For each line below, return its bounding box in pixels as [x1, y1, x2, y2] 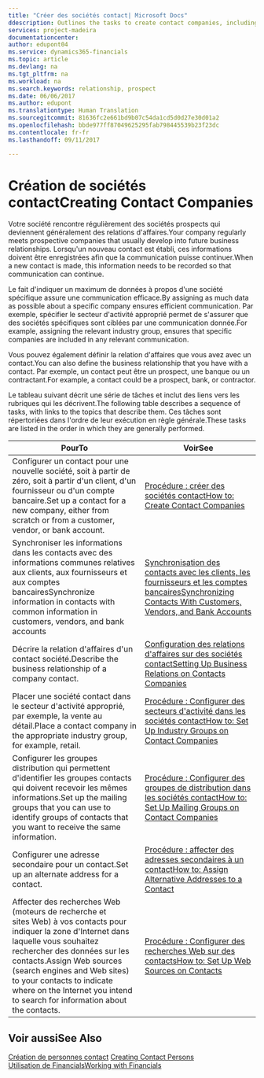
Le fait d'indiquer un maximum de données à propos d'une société [8, 285, 224, 294]
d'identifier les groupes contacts [12, 773, 132, 784]
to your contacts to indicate [12, 975, 114, 986]
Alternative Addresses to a [144, 874, 243, 885]
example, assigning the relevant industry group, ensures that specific [8, 327, 233, 336]
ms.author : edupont [8, 99, 72, 107]
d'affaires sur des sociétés [144, 648, 243, 659]
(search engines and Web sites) [12, 965, 130, 976]
